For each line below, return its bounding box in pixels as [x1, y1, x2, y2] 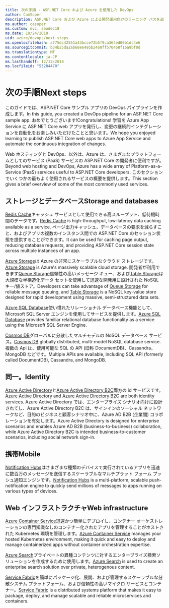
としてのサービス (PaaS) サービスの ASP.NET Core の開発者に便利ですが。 [9, 157, 164, 164]
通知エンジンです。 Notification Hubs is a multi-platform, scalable [14, 477, 148, 483]
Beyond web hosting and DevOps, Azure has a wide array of [5, 163, 130, 169]
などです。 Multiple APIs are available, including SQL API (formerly [27, 351, 163, 357]
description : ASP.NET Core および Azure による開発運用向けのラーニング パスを [5, 17, 160, 22]
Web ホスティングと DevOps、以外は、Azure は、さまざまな [5, 151, 131, 157]
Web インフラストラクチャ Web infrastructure [5, 504, 148, 512]
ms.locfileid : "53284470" [5, 64, 59, 69]
